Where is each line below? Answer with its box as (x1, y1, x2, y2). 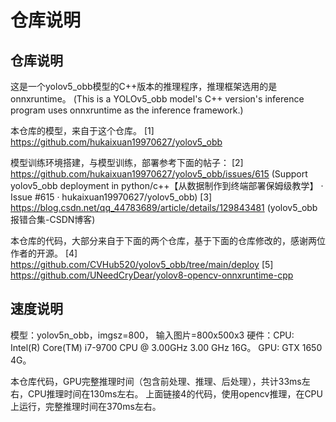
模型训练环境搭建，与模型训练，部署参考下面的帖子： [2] (10, 157, 244, 168)
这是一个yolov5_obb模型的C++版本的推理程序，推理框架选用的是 (10, 81, 278, 92)
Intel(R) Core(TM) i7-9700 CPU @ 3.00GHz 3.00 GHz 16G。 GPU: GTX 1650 (10, 341, 323, 353)
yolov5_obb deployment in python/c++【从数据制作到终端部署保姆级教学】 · (10, 180, 324, 191)
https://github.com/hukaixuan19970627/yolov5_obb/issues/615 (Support (10, 168, 308, 180)
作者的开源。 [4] (10, 247, 78, 259)
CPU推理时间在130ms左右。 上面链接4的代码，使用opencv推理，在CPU (27, 387, 323, 400)
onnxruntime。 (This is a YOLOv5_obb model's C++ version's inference (10, 93, 305, 105)
